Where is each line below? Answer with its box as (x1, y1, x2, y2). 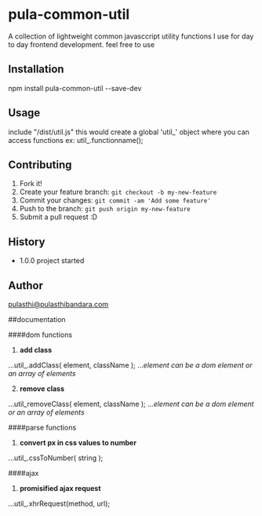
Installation (8, 63, 64, 76)
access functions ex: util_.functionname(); (8, 135, 144, 145)
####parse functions (8, 423, 77, 432)
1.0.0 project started (19, 256, 85, 265)
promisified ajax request (19, 484, 101, 492)
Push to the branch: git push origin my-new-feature (19, 204, 191, 214)
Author (8, 279, 43, 292)
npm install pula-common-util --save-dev (8, 83, 142, 93)
